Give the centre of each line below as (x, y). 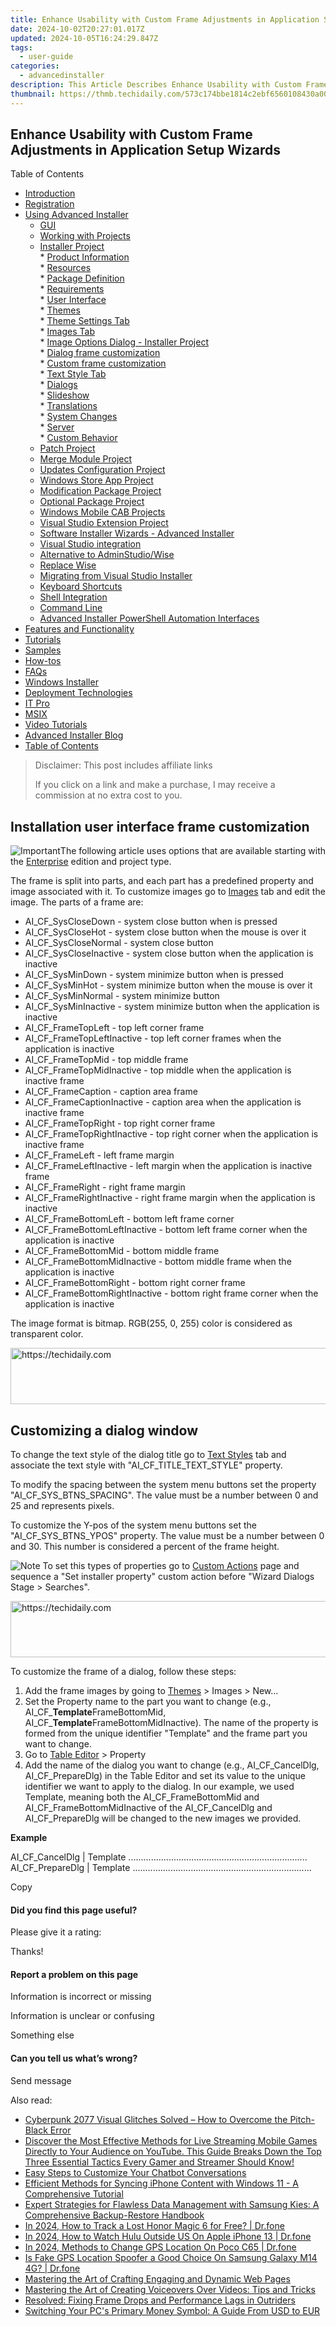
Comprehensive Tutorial (74, 2193)
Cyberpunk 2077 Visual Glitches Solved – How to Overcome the (156, 2119)
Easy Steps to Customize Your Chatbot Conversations (135, 2172)
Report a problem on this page (74, 1974)
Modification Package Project (100, 491)
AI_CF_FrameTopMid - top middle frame (106, 1060)
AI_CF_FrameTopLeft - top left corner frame (114, 1028)
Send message (41, 2080)
